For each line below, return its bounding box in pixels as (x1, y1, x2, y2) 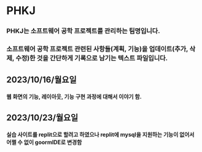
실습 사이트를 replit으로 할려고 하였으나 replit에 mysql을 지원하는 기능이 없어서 (6, 131, 195, 138)
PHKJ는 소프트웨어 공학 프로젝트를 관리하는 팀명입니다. (6, 27, 161, 36)
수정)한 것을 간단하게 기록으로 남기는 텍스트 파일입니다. (15, 54, 168, 63)
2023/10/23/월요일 (6, 113, 79, 123)
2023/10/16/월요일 (6, 75, 77, 85)
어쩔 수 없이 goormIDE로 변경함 (6, 139, 82, 146)
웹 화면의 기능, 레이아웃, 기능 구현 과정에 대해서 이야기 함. (6, 93, 142, 101)
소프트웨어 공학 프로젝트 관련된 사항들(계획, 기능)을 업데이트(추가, (6, 45, 188, 53)
